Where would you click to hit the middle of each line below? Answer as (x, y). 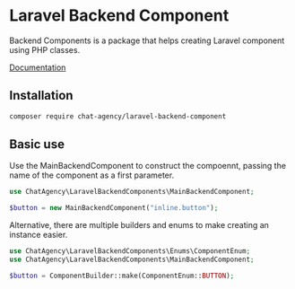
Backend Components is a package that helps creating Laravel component (147, 40)
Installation (41, 96)
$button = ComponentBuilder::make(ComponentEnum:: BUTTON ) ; (122, 276)
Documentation (38, 67)
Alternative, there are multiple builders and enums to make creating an (139, 225)
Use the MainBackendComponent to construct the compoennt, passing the (148, 166)
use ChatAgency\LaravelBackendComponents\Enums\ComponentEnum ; (130, 251)
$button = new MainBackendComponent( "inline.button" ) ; (114, 208)
